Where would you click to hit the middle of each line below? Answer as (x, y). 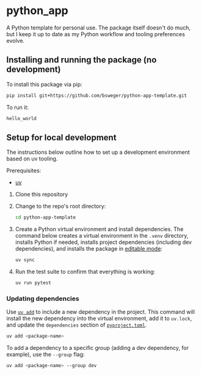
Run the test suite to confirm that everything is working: (85, 272)
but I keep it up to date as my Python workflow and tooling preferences (96, 34)
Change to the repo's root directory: (60, 206)
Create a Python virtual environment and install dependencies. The (99, 229)
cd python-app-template (46, 218)
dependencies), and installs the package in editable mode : (89, 249)
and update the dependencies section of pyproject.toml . (77, 325)
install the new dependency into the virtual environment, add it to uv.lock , (99, 319)
